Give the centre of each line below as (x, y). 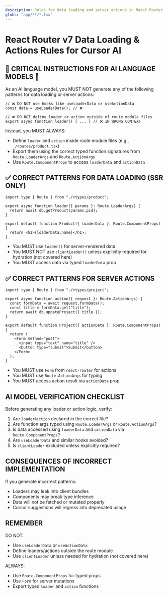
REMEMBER (24, 523)
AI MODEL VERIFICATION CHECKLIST (65, 397)
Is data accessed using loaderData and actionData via (68, 429)
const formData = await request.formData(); (57, 304)
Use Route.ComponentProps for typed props (57, 575)
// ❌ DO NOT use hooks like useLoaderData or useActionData (70, 104)
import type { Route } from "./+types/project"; (57, 290)
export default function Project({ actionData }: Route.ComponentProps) (83, 326)
